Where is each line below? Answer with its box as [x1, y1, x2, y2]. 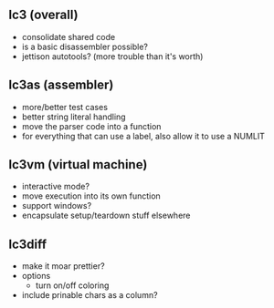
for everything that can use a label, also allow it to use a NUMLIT [21, 130, 266, 141]
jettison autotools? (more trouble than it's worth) [21, 50, 204, 62]
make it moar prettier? [21, 261, 106, 272]
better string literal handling [21, 111, 126, 122]
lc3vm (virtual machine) [8, 157, 148, 172]
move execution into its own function [21, 190, 161, 201]
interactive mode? [21, 181, 90, 192]
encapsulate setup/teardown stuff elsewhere [21, 210, 191, 221]
